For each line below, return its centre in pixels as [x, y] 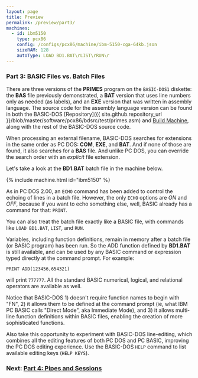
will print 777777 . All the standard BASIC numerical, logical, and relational [95, 280]
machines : [18, 28]
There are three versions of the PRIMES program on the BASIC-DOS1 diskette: [99, 89]
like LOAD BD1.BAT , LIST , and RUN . [45, 227]
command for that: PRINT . [37, 210]
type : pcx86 [31, 39]
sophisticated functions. [35, 322]
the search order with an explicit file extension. [63, 157]
